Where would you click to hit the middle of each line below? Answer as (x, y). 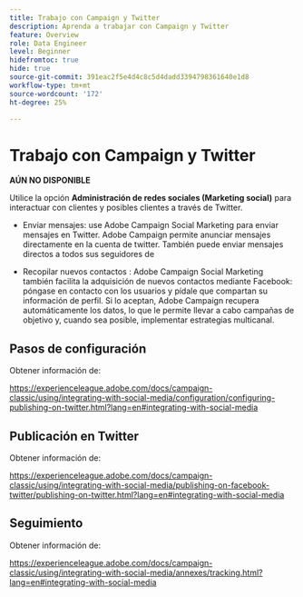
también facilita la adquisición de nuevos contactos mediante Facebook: (157, 282)
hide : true (30, 69)
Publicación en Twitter (74, 436)
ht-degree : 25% (38, 102)
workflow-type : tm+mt (50, 85)
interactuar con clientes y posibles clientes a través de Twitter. (126, 208)
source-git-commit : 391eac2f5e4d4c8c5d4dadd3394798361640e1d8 (129, 77)
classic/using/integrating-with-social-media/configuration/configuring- (142, 398)
